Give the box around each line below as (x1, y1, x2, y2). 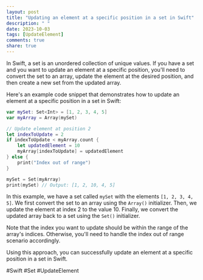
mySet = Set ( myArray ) (6, 176, 61, 183)
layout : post (6, 9, 40, 15)
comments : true (6, 37, 45, 43)
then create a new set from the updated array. (6, 79, 122, 86)
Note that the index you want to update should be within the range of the (6, 224, 188, 231)
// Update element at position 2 (6, 125, 91, 131)
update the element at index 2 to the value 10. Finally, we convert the (6, 206, 178, 213)
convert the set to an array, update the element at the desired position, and (6, 72, 194, 80)
